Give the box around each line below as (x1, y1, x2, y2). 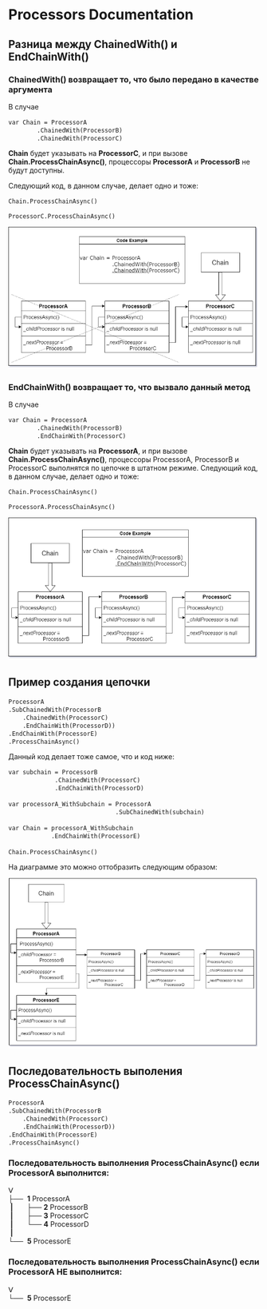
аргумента (8, 84, 53, 95)
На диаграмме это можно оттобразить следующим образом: (8, 861, 218, 872)
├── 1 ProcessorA (8, 1194, 70, 1204)
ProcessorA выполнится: (8, 1168, 110, 1178)
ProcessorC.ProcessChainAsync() (8, 212, 116, 221)
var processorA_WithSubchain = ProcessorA (8, 800, 151, 808)
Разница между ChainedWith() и (8, 38, 178, 51)
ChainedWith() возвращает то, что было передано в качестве (8, 74, 259, 85)
